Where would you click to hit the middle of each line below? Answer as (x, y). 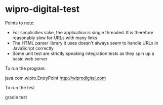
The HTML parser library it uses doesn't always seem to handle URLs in (85, 43)
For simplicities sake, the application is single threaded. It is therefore (83, 32)
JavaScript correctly (33, 48)
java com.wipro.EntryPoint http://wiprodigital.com (56, 78)
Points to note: (20, 23)
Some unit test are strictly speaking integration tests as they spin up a (83, 53)
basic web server (30, 58)
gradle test (16, 97)
